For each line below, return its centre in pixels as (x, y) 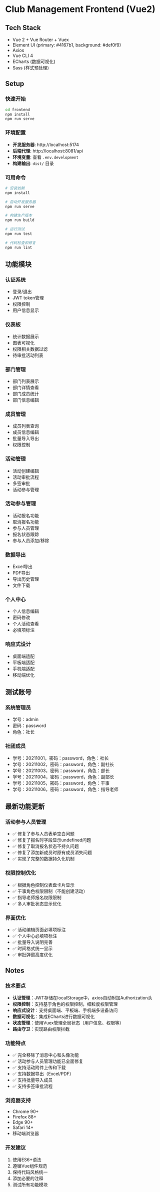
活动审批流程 (25, 477)
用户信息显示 (25, 310)
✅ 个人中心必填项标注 (35, 935)
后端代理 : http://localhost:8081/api (48, 150)
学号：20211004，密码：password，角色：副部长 (63, 776)
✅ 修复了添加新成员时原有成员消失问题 (52, 852)
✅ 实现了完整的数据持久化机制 (43, 859)
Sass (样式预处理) (30, 68)
